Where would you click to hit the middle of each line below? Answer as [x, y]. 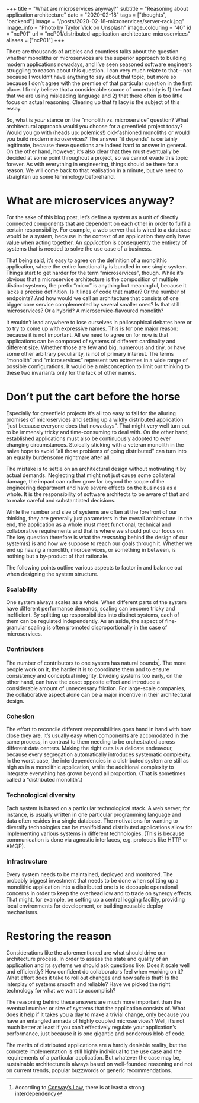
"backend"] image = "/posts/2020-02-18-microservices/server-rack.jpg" [95, 21]
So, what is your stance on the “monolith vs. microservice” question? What [97, 120]
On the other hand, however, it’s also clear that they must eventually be [93, 151]
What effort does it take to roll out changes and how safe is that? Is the [92, 978]
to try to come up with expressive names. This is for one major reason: [92, 328]
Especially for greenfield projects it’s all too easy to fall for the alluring [91, 413]
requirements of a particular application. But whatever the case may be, [94, 1057]
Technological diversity [41, 795]
